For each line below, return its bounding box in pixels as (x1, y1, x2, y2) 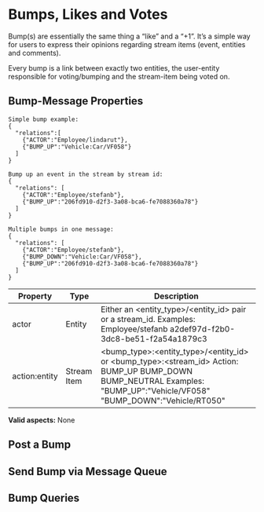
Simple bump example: (8, 115, 79, 123)
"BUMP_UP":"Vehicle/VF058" (101, 385, 211, 396)
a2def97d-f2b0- (170, 324, 236, 335)
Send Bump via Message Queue (8, 465, 167, 478)
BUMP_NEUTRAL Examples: (101, 375, 204, 386)
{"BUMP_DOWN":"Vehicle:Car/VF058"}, (22, 253, 143, 261)
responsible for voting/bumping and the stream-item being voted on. (8, 71, 230, 81)
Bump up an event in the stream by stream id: (8, 170, 163, 178)
